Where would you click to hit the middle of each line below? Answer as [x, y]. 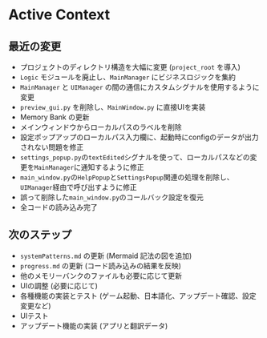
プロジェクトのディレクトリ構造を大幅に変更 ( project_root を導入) [130, 67]
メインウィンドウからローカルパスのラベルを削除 [101, 127]
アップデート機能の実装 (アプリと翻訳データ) [94, 325]
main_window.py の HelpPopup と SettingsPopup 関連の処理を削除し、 [127, 177]
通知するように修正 [112, 167]
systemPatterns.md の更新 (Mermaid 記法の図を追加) [106, 256]
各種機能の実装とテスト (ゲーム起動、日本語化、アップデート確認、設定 [138, 296]
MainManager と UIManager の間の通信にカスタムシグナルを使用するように [140, 87]
